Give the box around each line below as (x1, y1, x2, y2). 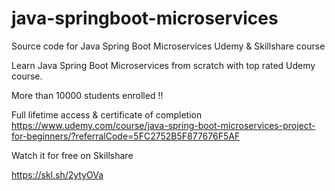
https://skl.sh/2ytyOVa (11, 168, 104, 181)
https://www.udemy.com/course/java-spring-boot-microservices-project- (11, 119, 316, 131)
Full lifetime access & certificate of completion (11, 108, 203, 121)
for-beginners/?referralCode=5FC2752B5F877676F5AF (11, 130, 241, 142)
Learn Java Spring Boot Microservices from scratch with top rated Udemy (11, 59, 316, 71)
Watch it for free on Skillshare (11, 149, 134, 161)
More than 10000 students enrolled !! (11, 89, 164, 101)
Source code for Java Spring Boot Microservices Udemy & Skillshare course (11, 40, 326, 52)
